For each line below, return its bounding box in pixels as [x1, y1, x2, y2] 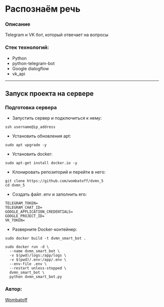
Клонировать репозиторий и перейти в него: [12, 169, 106, 175]
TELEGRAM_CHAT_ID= [5, 205, 42, 210]
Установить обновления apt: [12, 133, 71, 139]
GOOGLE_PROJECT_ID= [5, 214, 45, 219]
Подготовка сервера [5, 104, 57, 111]
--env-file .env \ [9, 262, 47, 266]
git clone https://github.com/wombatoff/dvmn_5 [5, 179, 104, 184]
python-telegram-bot [12, 60, 55, 66]
